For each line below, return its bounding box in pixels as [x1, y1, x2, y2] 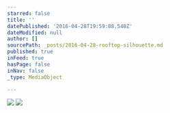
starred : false [7, 10, 51, 17]
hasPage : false [7, 61, 51, 68]
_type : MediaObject [7, 73, 63, 81]
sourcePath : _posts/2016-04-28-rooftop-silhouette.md [7, 42, 164, 49]
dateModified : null [7, 29, 63, 36]
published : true [7, 49, 53, 55]
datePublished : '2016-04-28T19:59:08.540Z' [7, 23, 133, 29]
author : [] [7, 36, 38, 42]
